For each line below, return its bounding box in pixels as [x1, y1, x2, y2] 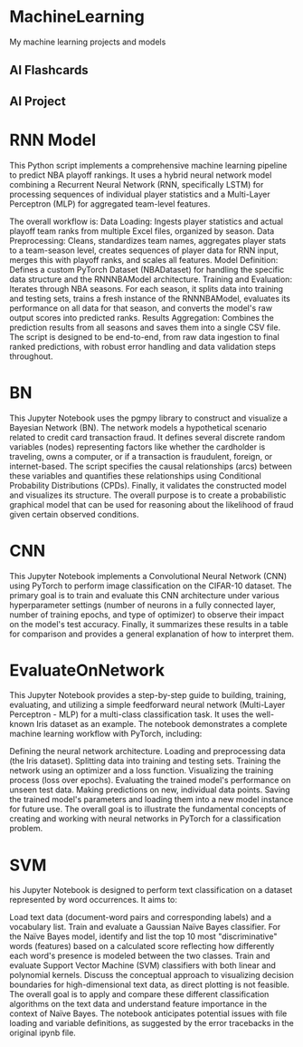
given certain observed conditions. [9, 509, 139, 519]
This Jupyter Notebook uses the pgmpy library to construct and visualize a [9, 412, 288, 423]
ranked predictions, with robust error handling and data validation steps [9, 341, 276, 352]
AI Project [9, 93, 66, 109]
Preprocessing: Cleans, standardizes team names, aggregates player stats [9, 235, 287, 246]
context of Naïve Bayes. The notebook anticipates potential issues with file [9, 1008, 288, 1019]
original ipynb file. [9, 1027, 77, 1039]
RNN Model [9, 130, 97, 150]
